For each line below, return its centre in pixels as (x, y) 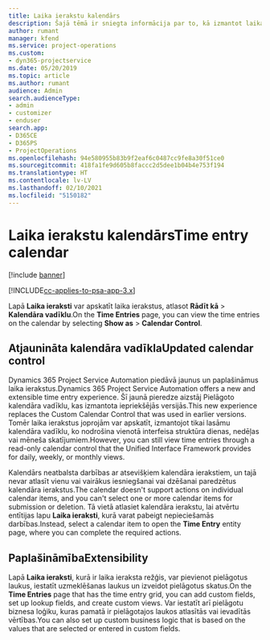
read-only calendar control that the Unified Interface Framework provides (130, 448)
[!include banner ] (37, 275)
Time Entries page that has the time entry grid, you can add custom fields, (132, 595)
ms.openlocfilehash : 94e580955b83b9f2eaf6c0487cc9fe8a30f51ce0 (117, 158)
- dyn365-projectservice (50, 61)
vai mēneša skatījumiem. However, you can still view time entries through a (131, 440)
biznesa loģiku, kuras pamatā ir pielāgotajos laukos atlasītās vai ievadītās (130, 612)
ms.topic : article (39, 76)
